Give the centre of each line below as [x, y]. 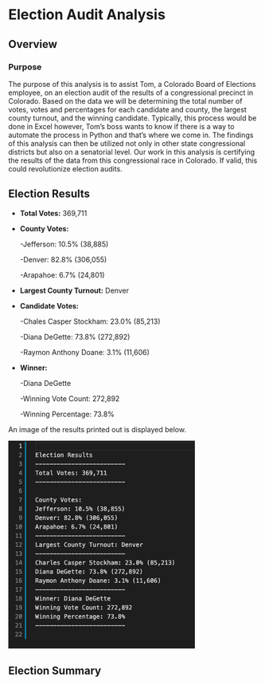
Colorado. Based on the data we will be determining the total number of [125, 100]
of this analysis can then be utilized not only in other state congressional [127, 143]
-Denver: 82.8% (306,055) [63, 259]
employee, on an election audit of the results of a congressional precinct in [131, 93]
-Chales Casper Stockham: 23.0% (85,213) [90, 321]
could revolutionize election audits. [66, 168]
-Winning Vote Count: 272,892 [70, 398]
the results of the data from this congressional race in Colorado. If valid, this [133, 160]
